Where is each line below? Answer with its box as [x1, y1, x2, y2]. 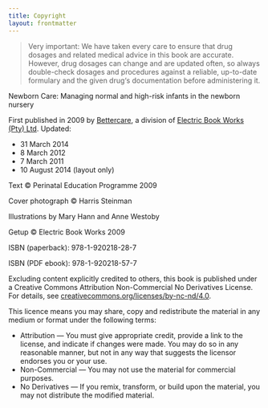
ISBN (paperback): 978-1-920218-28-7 [8, 243, 137, 252]
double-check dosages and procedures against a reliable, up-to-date [27, 67, 258, 76]
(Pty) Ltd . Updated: [8, 124, 72, 133]
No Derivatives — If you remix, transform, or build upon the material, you [19, 381, 261, 391]
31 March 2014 [19, 139, 69, 149]
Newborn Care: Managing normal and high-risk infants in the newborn [8, 91, 241, 100]
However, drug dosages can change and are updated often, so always [27, 58, 261, 68]
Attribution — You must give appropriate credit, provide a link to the [19, 330, 243, 340]
